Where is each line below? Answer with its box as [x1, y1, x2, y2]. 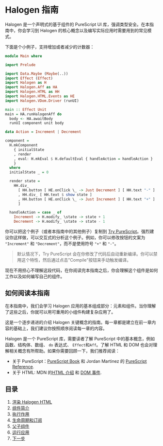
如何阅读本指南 [5, 289, 50, 297]
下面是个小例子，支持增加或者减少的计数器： [5, 44, 95, 50]
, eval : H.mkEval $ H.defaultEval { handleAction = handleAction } [14, 156, 153, 161]
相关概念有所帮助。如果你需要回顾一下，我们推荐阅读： [9, 348, 120, 354]
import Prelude [5, 62, 36, 67]
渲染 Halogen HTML [12, 399, 52, 405]
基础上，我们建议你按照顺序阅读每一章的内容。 [13, 325, 107, 331]
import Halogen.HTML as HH [5, 89, 60, 94]
